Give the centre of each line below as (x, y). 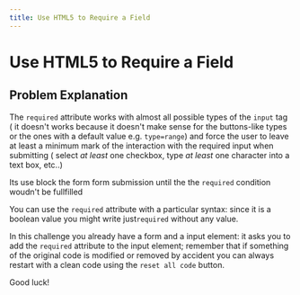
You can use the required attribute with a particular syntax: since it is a (140, 209)
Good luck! (30, 282)
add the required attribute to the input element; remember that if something (149, 246)
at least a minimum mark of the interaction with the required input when (141, 146)
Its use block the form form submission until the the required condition (140, 182)
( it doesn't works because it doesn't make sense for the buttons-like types (148, 126)
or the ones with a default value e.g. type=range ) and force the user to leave (149, 136)
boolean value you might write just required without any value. (124, 219)
